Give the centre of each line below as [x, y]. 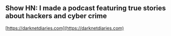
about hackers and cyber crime [56, 16]
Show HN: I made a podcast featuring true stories [86, 8]
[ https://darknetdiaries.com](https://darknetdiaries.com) [65, 28]
